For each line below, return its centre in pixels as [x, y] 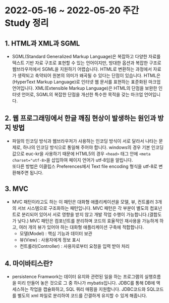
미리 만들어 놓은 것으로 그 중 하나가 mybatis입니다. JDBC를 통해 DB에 [86, 283]
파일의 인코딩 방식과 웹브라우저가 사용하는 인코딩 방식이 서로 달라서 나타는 [85, 141]
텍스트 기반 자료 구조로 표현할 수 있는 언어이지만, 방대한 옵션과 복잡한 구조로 [87, 63]
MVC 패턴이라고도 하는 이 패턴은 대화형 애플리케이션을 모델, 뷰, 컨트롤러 [83, 202]
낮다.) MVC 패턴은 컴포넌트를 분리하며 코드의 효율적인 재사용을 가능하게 [88, 220]
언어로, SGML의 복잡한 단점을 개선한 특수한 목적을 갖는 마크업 [82, 94]
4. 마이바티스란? [29, 264]
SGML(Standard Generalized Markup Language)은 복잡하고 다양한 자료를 [86, 56]
